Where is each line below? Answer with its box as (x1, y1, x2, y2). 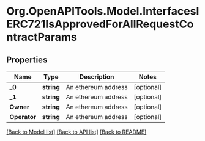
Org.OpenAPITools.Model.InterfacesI (6, 4, 199, 18)
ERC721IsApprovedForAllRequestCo (6, 17, 194, 31)
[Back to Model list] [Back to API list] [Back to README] (6, 128, 147, 136)
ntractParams (6, 31, 78, 44)
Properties (6, 54, 48, 65)
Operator (9, 113, 37, 121)
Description (79, 73, 114, 81)
